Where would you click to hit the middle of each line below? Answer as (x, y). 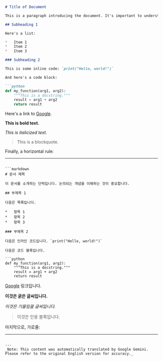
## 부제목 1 (16, 193)
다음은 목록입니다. (21, 203)
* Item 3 (16, 51)
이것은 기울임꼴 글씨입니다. (30, 307)
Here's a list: (20, 33)
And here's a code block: (31, 77)
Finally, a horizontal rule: (30, 151)
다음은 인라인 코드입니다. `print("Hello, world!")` (54, 241)
